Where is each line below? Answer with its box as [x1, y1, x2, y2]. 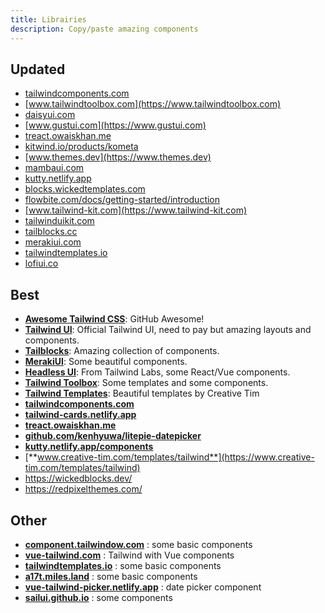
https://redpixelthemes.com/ [24, 483, 143, 495]
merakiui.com [24, 236, 82, 248]
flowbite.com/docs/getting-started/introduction [24, 194, 221, 206]
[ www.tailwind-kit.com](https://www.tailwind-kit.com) [24, 204, 248, 216]
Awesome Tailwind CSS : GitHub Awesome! [24, 313, 205, 325]
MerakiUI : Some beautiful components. [24, 356, 188, 368]
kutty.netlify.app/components [24, 441, 154, 453]
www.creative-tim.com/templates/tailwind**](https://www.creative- [36, 451, 315, 463]
